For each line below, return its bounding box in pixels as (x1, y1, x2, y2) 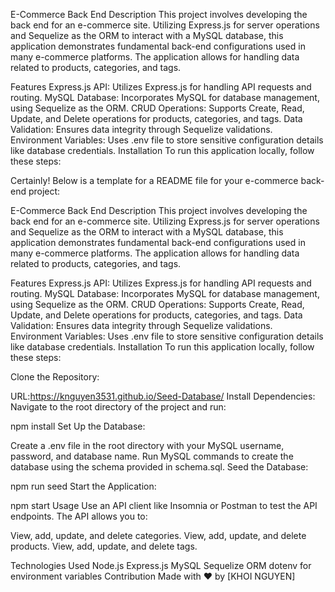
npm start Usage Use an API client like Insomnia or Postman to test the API (10, 500, 318, 511)
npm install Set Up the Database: (10, 420, 146, 432)
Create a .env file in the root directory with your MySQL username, (10, 440, 285, 451)
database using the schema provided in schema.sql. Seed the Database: (10, 461, 309, 473)
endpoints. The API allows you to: (10, 510, 148, 522)
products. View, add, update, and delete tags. (10, 540, 198, 552)
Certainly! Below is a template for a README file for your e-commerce (10, 175, 299, 186)
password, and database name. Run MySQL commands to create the (10, 450, 294, 462)
